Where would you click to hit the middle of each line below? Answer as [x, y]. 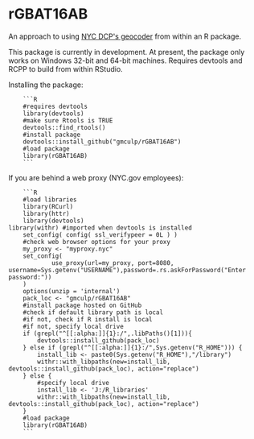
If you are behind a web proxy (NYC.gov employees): [96, 177]
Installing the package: [46, 85]
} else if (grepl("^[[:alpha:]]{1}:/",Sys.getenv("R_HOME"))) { [133, 347]
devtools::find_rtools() [64, 127]
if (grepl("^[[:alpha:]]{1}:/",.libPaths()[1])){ [108, 333]
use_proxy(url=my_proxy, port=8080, [113, 263]
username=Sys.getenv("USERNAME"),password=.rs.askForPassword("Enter [127, 270]
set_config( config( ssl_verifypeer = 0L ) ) [100, 234]
